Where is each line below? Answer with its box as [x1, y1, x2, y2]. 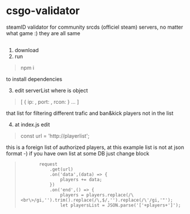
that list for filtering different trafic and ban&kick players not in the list [6, 110, 174, 117]
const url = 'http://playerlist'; [20, 133, 90, 140]
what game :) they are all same [6, 29, 80, 36]
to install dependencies [6, 76, 63, 83]
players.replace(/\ [86, 192, 134, 198]
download [14, 47, 39, 54]
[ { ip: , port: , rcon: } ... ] [20, 98, 79, 106]
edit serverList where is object [14, 87, 88, 94]
